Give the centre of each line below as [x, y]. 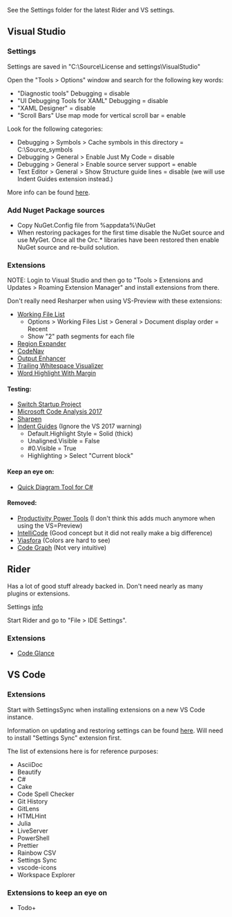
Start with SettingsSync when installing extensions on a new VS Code [106, 710]
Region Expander [42, 344]
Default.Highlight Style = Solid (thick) [80, 434]
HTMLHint [32, 816]
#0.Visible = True [52, 448]
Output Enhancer [41, 358]
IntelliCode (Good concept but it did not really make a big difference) [115, 532]
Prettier [28, 845]
